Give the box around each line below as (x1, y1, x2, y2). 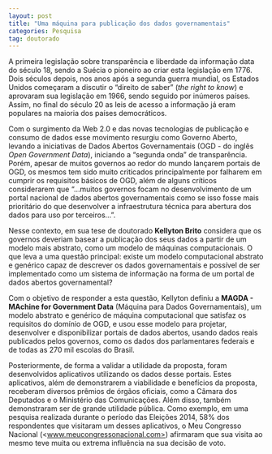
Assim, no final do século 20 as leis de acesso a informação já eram (8, 100, 236, 109)
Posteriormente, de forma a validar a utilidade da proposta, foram (8, 361, 227, 370)
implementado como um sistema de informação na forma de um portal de (8, 269, 255, 279)
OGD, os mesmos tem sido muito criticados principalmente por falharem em (8, 167, 262, 177)
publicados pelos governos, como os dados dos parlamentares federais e (8, 336, 255, 346)
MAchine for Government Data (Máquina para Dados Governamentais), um (8, 302, 262, 312)
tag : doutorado (8, 34, 60, 43)
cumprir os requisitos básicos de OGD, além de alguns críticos (8, 176, 218, 186)
